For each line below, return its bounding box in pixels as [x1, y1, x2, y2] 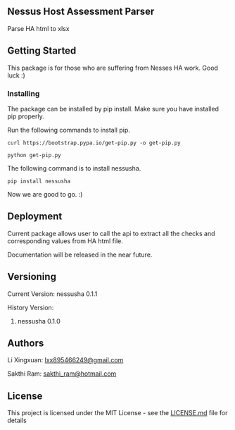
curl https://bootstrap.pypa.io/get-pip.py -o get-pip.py [7, 139, 181, 147]
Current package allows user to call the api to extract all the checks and [7, 229, 216, 238]
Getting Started [7, 45, 77, 57]
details [7, 416, 27, 425]
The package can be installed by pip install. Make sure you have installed [7, 104, 220, 113]
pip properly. [7, 112, 44, 121]
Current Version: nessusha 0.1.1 [7, 289, 98, 298]
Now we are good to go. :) [7, 190, 83, 198]
